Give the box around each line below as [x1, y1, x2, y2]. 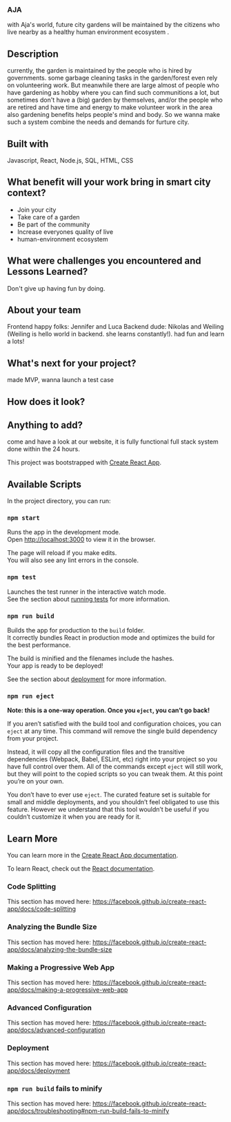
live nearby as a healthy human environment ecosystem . [7, 28, 170, 36]
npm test [7, 573, 37, 581]
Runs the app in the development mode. [7, 528, 121, 536]
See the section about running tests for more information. [7, 595, 170, 603]
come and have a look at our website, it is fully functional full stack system [7, 437, 219, 446]
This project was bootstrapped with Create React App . [7, 458, 162, 467]
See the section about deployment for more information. [7, 675, 167, 683]
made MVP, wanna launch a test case [7, 376, 114, 384]
